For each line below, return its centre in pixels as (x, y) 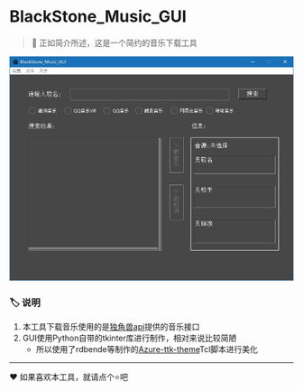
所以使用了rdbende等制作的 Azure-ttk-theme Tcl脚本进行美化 (147, 349)
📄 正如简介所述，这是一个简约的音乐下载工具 (114, 42)
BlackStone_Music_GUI (98, 17)
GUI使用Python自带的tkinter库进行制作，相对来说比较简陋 (129, 338)
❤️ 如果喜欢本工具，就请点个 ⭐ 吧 (69, 377)
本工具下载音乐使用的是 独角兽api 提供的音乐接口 (111, 327)
